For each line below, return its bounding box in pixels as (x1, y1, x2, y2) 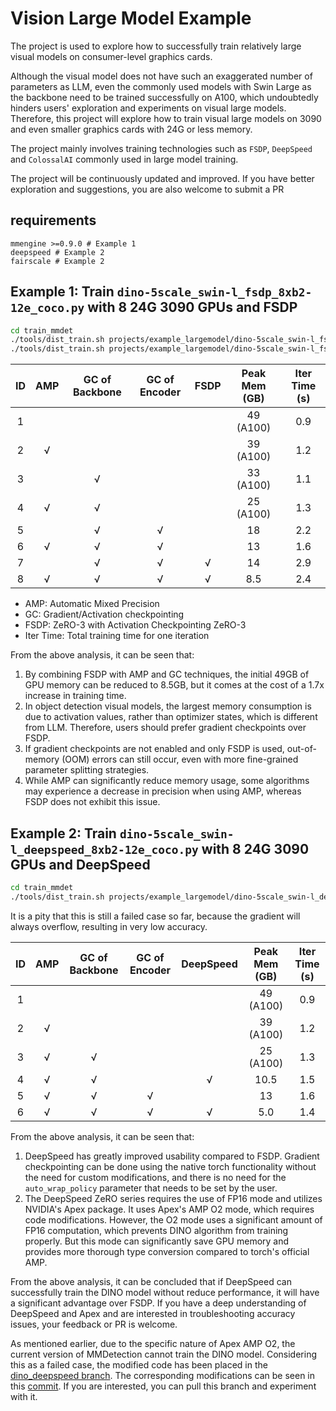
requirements (10, 212, 97, 229)
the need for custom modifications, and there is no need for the (24, 1171, 287, 1183)
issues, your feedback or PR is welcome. (10, 1318, 178, 1330)
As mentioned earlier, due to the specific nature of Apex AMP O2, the (10, 1337, 296, 1349)
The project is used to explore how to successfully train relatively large (10, 40, 302, 52)
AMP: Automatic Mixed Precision (24, 598, 160, 610)
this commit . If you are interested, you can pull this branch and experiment (10, 1380, 317, 1392)
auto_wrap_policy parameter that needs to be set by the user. (24, 1182, 278, 1194)
